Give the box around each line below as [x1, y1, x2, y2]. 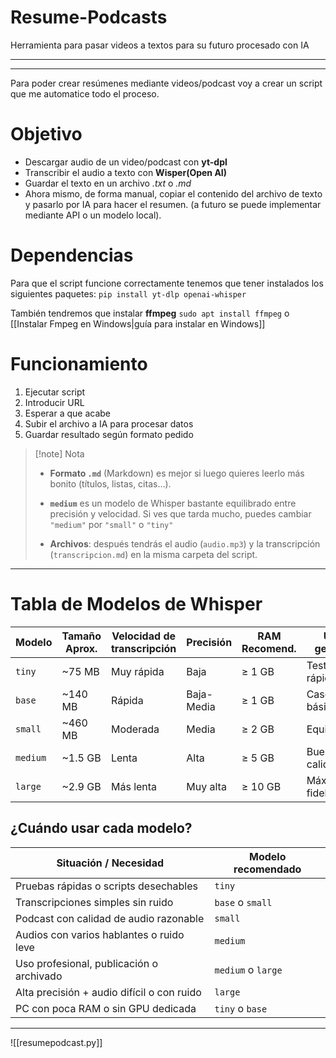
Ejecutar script [24, 386, 86, 398]
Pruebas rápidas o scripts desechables [15, 879, 198, 893]
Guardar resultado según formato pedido [24, 428, 194, 440]
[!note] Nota [34, 447, 85, 460]
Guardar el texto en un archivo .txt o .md [24, 177, 192, 189]
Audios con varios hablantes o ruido [15, 927, 185, 941]
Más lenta [110, 779, 158, 793]
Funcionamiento [10, 353, 148, 375]
